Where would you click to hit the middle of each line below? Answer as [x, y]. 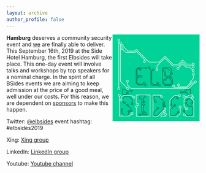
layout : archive [27, 13]
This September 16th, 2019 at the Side [54, 51]
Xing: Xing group [28, 140]
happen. [17, 109]
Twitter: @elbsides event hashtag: [49, 121]
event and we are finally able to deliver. [56, 44]
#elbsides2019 [25, 128]
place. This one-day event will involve [54, 64]
